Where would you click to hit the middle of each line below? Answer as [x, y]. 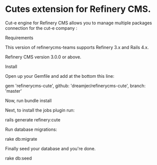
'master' [14, 91]
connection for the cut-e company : [41, 28]
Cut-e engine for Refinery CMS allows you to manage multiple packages [78, 23]
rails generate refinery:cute [33, 119]
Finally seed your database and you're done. [50, 148]
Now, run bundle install [28, 101]
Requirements [19, 38]
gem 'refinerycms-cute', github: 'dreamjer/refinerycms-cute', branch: [75, 86]
